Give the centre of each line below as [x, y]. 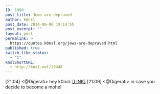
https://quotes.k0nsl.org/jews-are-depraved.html [64, 43]
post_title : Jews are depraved [39, 15]
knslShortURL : [20, 62]
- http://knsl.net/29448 [36, 67]
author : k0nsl [20, 19]
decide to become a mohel [33, 87]
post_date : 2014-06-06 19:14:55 [40, 24]
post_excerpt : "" [24, 29]
